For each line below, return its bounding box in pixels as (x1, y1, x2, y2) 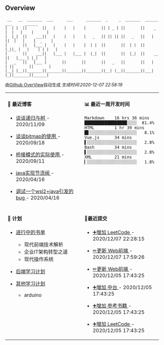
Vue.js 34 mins (84, 135, 132, 140)
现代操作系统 (24, 256, 54, 263)
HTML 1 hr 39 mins (84, 125, 145, 131)
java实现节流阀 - (16, 170, 55, 177)
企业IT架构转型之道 (24, 249, 68, 255)
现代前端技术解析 (24, 241, 63, 248)
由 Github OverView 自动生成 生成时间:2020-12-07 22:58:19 (5, 82, 123, 88)
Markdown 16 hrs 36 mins (84, 115, 150, 121)
